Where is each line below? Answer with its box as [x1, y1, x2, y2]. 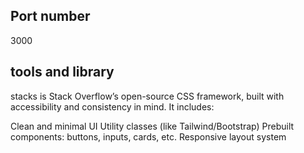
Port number [10, 8, 91, 25]
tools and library [10, 64, 115, 81]
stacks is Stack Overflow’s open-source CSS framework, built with [10, 90, 285, 102]
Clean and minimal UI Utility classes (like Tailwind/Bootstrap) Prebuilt [10, 120, 295, 132]
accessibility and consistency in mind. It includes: [10, 100, 215, 113]
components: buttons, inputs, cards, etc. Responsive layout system [10, 130, 287, 143]
